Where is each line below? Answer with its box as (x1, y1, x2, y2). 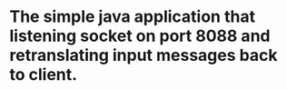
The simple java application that (9, 6, 256, 27)
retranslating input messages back (9, 45, 278, 65)
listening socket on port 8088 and (9, 25, 271, 46)
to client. (9, 65, 78, 85)
